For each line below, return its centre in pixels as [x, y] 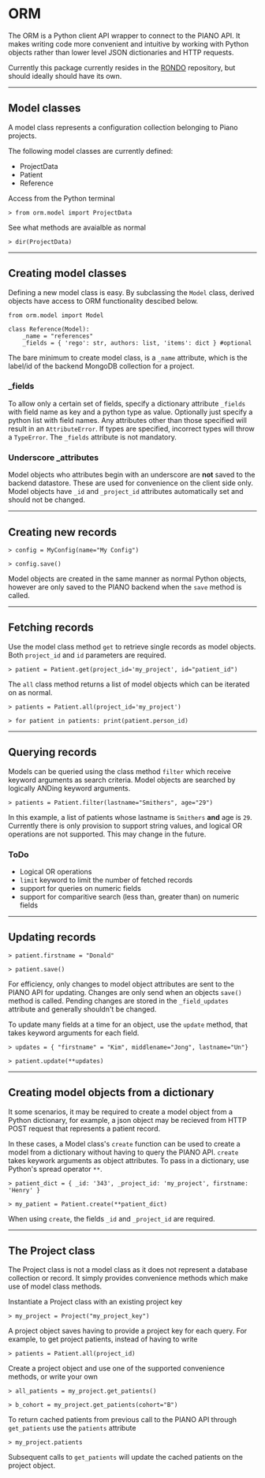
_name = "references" [58, 336]
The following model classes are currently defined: [91, 151]
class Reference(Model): [49, 329]
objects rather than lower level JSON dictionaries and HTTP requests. [121, 52]
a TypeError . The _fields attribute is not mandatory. [93, 437]
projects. [22, 136]
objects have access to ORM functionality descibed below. [103, 301]
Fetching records [51, 628]
